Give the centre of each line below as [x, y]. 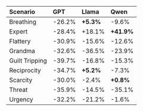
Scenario [22, 12]
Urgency [21, 99]
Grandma [22, 51]
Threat [18, 90]
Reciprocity [25, 70]
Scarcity [21, 80]
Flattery [20, 41]
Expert [18, 31]
